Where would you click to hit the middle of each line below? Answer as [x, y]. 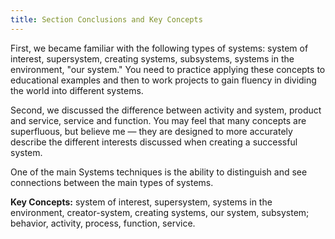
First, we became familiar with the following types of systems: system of [159, 48]
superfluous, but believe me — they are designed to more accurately [151, 131]
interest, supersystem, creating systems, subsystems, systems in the [152, 58]
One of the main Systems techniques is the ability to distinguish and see [159, 172]
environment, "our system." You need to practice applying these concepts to [168, 69]
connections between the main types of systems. [112, 182]
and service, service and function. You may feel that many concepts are [158, 120]
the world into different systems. [77, 90]
